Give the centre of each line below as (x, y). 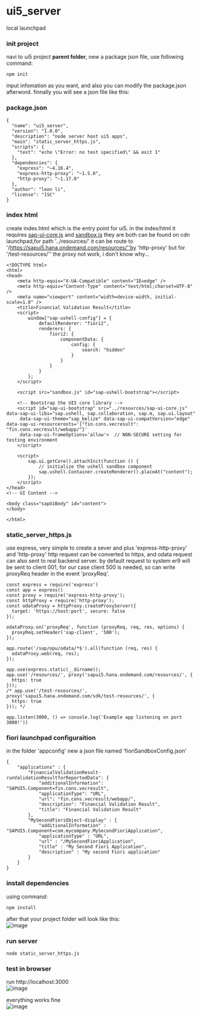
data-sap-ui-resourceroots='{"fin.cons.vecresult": (72, 424)
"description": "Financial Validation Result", (100, 805)
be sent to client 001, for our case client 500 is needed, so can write (91, 567)
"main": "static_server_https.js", (56, 141)
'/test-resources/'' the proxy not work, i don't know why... (78, 254)
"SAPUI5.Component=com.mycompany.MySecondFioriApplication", (85, 831)
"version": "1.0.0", (37, 131)
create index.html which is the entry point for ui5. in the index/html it (91, 228)
